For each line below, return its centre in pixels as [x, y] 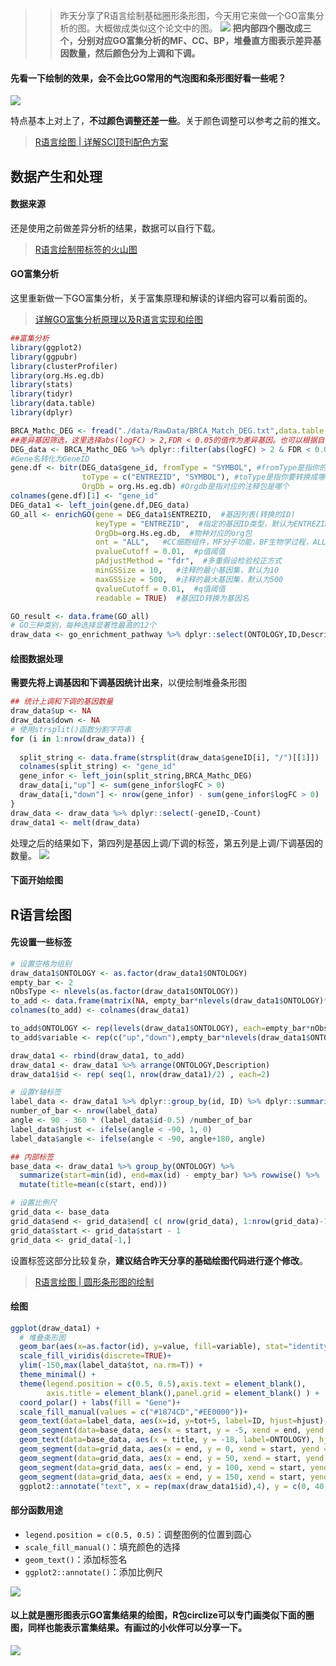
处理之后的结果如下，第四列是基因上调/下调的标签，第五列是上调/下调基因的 [167, 843]
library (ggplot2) [46, 347]
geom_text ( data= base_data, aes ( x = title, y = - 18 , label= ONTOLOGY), [167, 1440]
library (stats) [42, 385]
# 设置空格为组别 [41, 964]
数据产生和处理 [56, 176]
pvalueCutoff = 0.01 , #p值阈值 [160, 552]
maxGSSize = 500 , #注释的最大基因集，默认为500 [189, 579]
